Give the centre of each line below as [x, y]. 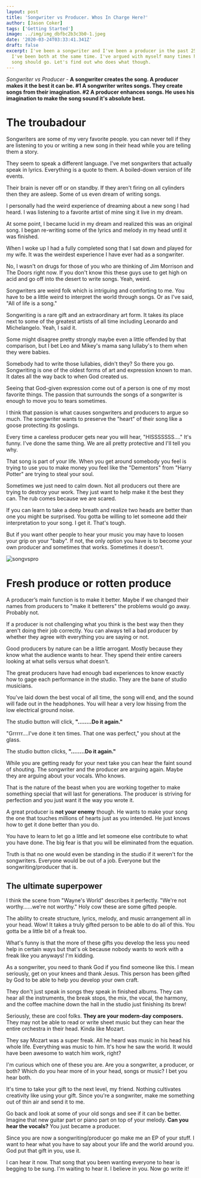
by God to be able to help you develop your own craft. [73, 980]
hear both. [19, 1078]
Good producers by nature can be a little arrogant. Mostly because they [95, 648]
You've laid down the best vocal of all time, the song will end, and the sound [100, 698]
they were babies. [28, 352]
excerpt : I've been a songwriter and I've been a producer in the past [97, 51]
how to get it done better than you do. [53, 825]
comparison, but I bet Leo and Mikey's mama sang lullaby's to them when [97, 346]
